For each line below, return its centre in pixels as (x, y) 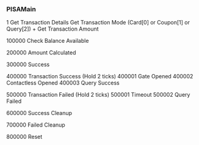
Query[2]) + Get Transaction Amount (52, 29)
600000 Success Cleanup (39, 113)
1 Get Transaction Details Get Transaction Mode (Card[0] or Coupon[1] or (98, 23)
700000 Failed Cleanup (36, 125)
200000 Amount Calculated (41, 53)
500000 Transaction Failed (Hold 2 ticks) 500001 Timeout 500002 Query (98, 95)
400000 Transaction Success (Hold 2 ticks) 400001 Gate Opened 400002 (100, 76)
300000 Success (28, 65)
